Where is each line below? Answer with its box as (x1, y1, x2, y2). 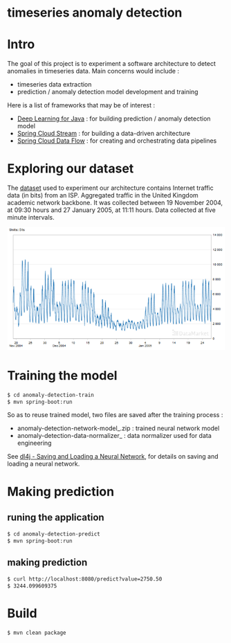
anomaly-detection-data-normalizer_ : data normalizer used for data (17, 432, 212, 440)
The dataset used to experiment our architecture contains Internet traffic (7, 184, 214, 192)
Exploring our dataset (7, 161, 134, 177)
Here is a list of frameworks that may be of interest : (7, 101, 156, 109)
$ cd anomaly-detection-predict (7, 531, 100, 538)
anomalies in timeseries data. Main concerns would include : (7, 67, 180, 76)
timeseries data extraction (17, 80, 92, 89)
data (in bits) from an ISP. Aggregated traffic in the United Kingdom (7, 191, 198, 200)
